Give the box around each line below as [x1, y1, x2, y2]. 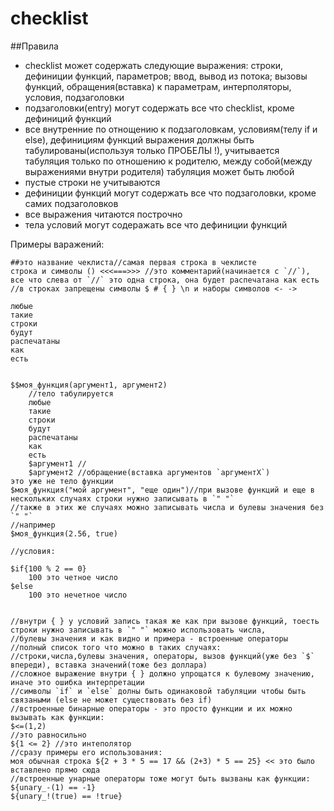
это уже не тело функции [10, 476, 114, 486]
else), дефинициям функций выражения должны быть [24, 133, 255, 146]
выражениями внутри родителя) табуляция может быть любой [24, 165, 295, 177]
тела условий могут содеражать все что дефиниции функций [24, 218, 288, 231]
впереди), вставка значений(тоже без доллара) [10, 660, 208, 670]
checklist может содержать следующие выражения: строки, [24, 59, 284, 71]
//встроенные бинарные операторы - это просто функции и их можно [10, 703, 293, 714]
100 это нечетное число [28, 590, 128, 600]
